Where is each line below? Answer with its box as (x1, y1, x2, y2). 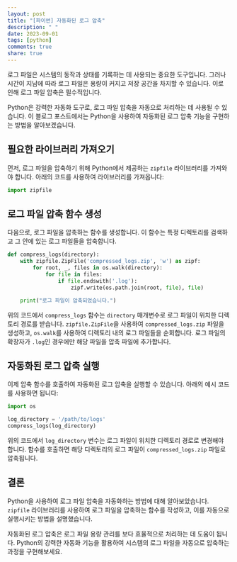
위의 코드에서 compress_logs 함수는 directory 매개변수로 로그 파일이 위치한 (7, 310, 217, 319)
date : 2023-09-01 (7, 30, 59, 38)
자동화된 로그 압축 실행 (7, 359, 100, 372)
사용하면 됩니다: (14, 389, 59, 398)
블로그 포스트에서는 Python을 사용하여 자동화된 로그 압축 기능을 (35, 111, 211, 120)
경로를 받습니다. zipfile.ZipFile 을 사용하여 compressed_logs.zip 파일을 (20, 320, 225, 328)
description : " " (7, 23, 59, 30)
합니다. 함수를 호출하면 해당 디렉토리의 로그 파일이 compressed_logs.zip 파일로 (7, 444, 226, 454)
